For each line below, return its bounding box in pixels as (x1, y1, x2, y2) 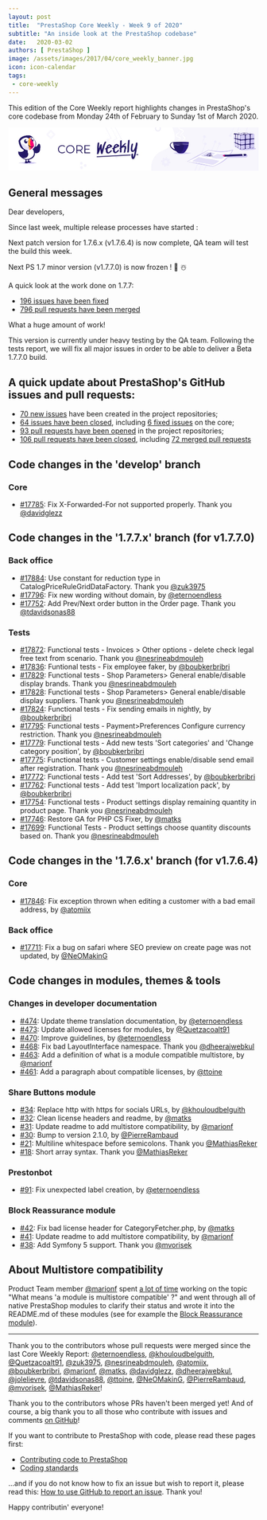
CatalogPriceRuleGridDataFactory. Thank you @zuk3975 (19, 581, 206, 591)
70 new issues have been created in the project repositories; (19, 409, 219, 419)
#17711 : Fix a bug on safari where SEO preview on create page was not (19, 942, 252, 951)
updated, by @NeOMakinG (19, 951, 108, 960)
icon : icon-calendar (8, 64, 77, 72)
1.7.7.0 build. (8, 353, 48, 362)
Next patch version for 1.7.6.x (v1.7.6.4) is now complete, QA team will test (8, 238, 249, 248)
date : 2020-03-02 (8, 38, 73, 46)
